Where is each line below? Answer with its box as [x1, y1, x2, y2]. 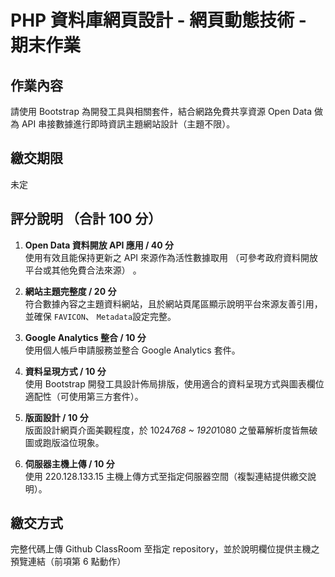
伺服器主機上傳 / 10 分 [24, 457, 115, 470]
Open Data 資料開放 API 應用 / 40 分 [24, 239, 175, 251]
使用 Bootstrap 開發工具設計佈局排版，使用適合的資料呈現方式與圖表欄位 [24, 377, 325, 390]
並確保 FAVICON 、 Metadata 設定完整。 [24, 310, 177, 322]
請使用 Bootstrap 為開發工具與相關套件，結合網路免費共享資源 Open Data [10, 106, 313, 117]
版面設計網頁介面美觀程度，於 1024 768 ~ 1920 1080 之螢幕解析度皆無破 [24, 424, 318, 436]
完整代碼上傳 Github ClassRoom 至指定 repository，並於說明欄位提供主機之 [10, 543, 320, 555]
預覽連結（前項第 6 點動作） [10, 556, 127, 568]
